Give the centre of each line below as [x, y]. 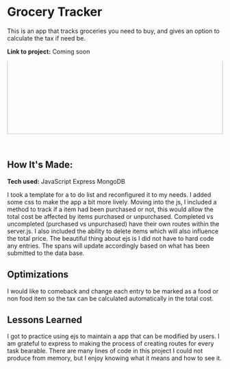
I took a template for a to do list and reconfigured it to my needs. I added [109, 194]
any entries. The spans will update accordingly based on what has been [108, 246]
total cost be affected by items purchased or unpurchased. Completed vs [110, 216]
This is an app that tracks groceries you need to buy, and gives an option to [114, 31]
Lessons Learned [44, 320]
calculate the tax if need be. [46, 38]
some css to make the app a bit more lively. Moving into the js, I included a [112, 202]
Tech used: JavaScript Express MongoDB [66, 181]
